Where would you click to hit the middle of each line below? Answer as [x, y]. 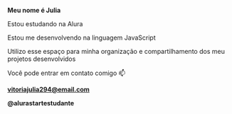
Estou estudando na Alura [45, 24]
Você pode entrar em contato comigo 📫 [67, 73]
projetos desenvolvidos [42, 59]
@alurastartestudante [41, 103]
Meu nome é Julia [34, 10]
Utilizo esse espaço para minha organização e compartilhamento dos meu [116, 51]
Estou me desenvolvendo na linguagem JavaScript [81, 38]
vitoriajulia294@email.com [49, 89]
